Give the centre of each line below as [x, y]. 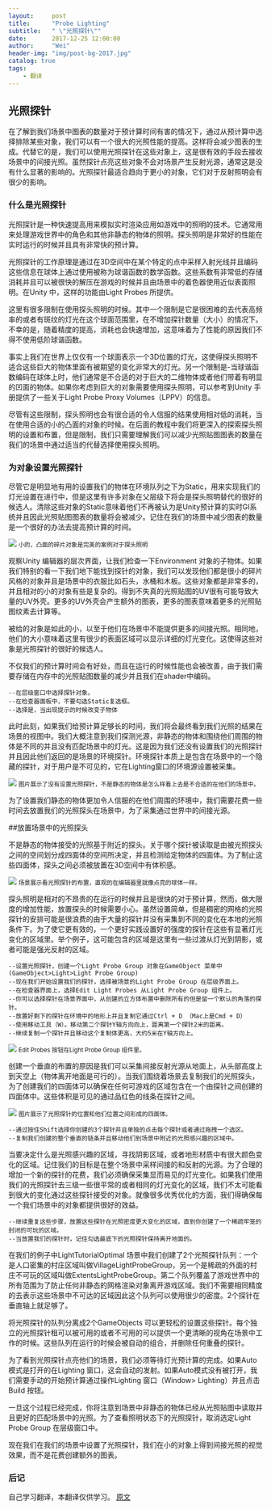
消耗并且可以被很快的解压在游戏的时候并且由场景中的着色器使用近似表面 [128, 282]
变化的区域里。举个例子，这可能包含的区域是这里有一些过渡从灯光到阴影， [132, 939]
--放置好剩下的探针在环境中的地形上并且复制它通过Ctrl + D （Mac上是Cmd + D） [127, 1016]
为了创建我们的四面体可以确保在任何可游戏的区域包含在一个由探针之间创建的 [135, 1086]
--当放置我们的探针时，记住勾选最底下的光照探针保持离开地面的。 [102, 1239]
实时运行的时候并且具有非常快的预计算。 [75, 244]
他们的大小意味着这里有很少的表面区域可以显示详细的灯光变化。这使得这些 [132, 639]
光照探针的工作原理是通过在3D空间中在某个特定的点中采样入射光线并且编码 [133, 261]
